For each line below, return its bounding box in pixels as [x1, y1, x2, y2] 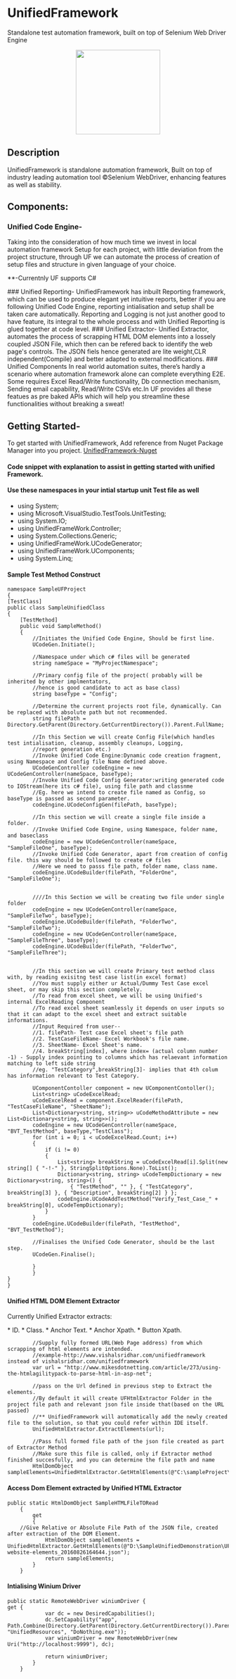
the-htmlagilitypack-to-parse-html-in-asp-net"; [7, 1371, 152, 1378]
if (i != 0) [44, 1146, 80, 1154]
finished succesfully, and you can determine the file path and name [7, 1457, 216, 1464]
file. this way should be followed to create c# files [7, 857, 171, 864]
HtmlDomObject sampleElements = [44, 1536, 140, 1543]
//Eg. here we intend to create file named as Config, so [32, 789, 206, 796]
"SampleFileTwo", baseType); [7, 912, 93, 919]
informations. [7, 1017, 49, 1024]
